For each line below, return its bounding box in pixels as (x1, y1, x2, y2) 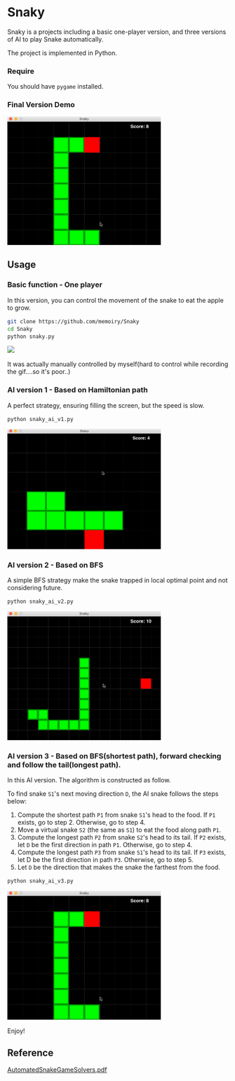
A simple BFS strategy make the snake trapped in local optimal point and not (7, 576, 228, 585)
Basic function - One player (7, 280, 103, 289)
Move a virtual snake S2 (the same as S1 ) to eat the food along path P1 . (17, 825, 222, 835)
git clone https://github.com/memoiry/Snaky (7, 318, 140, 325)
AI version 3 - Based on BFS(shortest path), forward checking (7, 751, 222, 761)
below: (7, 797, 27, 806)
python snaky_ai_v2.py (7, 598, 74, 606)
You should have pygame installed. (7, 82, 104, 91)
